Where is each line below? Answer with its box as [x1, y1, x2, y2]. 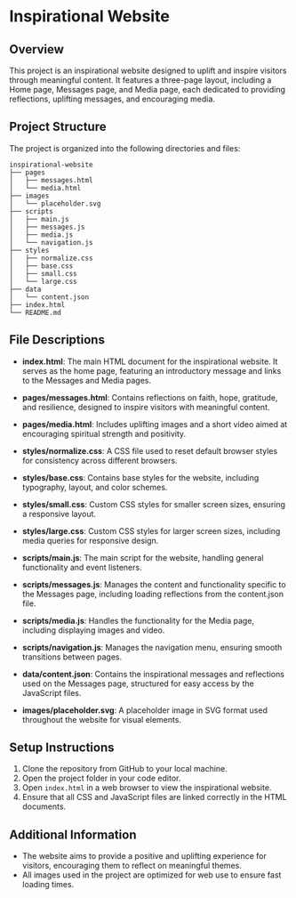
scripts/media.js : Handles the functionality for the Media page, [21, 615, 255, 626]
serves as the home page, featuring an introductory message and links [21, 365, 282, 376]
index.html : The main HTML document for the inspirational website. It [21, 356, 278, 367]
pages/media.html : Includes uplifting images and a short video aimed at [21, 418, 288, 429]
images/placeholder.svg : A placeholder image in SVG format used [21, 705, 268, 716]
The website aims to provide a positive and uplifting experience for [21, 851, 267, 862]
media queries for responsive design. [21, 535, 159, 546]
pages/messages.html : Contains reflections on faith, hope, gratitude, [21, 392, 278, 402]
